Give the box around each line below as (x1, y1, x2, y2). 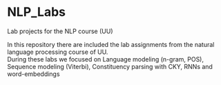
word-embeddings (7, 70, 60, 78)
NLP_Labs (7, 4, 66, 20)
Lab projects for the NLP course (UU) (7, 27, 113, 35)
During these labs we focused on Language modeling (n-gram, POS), (7, 55, 204, 63)
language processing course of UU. (7, 48, 108, 56)
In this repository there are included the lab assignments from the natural (7, 40, 215, 48)
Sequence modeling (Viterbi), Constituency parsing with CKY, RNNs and (7, 62, 213, 70)
